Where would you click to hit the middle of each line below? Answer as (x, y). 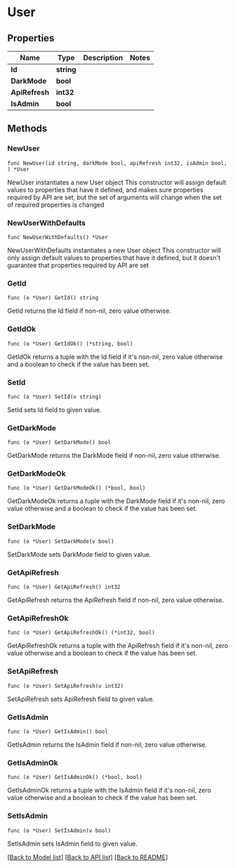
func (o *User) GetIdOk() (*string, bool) (70, 344)
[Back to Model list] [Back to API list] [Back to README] (88, 857)
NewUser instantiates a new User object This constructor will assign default (117, 182)
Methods (27, 129)
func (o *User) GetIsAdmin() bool (58, 731)
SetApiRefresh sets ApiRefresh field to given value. (81, 699)
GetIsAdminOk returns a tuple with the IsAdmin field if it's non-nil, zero (109, 790)
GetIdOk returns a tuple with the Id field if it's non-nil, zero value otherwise (115, 357)
